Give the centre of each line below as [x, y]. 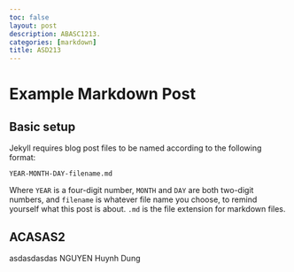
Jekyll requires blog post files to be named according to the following [135, 148]
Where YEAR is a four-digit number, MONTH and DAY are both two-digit [132, 190]
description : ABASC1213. [55, 34]
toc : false [29, 17]
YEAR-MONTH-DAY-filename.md [61, 174]
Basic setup [43, 126]
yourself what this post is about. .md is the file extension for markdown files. [147, 209]
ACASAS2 [37, 237]
